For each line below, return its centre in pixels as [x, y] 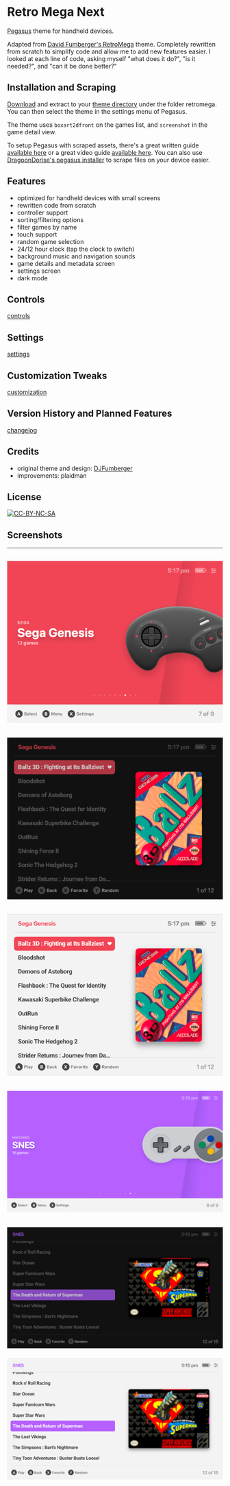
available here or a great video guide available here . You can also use [105, 152]
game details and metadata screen [66, 263]
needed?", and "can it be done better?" [62, 66]
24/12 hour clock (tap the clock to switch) [76, 249]
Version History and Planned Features [90, 414]
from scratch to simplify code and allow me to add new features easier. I [109, 51]
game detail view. [32, 132]
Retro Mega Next [56, 12]
